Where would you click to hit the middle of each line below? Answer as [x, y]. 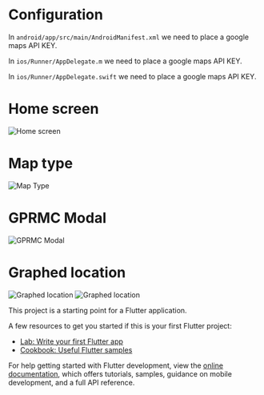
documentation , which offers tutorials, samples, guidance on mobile [120, 373]
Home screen [54, 109]
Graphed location [67, 272]
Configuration [56, 15]
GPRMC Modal [57, 218]
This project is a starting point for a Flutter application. [98, 310]
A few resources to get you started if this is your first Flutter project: [120, 325]
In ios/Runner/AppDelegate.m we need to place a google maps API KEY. [125, 61]
